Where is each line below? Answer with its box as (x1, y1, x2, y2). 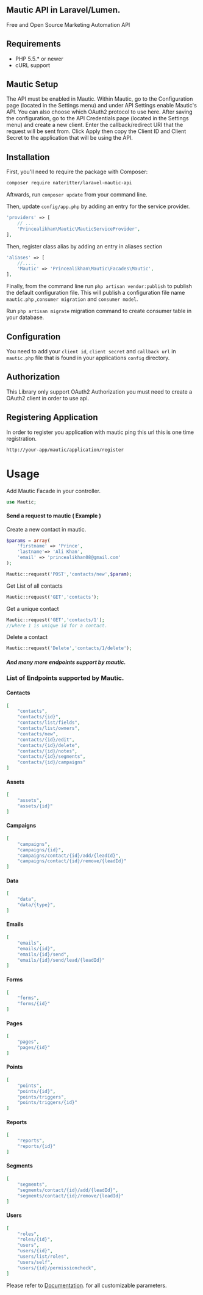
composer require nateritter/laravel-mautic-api (6, 180, 132, 186)
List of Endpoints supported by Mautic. (6, 674, 124, 682)
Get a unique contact (6, 605, 59, 612)
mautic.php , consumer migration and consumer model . (6, 295, 138, 303)
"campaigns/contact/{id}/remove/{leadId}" (17, 858, 127, 864)
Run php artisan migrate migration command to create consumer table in (6, 308, 192, 315)
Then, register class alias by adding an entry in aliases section (6, 242, 163, 250)
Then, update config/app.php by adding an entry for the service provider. (6, 203, 190, 210)
